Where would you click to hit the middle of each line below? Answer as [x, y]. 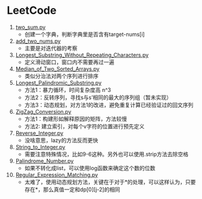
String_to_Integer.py [40, 147]
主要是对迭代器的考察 [51, 48]
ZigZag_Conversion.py [43, 111]
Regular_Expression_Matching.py [57, 174]
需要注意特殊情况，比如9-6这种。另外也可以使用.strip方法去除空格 [106, 154]
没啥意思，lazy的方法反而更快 [61, 140]
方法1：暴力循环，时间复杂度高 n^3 [68, 90]
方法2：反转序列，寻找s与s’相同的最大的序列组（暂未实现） [98, 97]
